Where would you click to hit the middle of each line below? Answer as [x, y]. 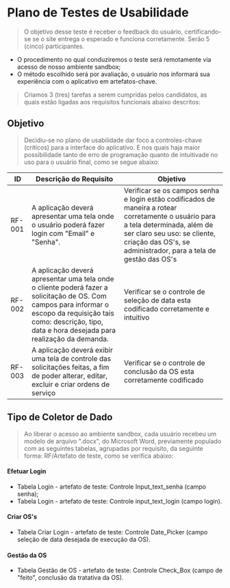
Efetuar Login [27, 471]
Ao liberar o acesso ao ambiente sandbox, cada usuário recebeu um [120, 434]
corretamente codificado [164, 380]
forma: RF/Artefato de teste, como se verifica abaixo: [99, 456]
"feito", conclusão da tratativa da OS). [70, 578]
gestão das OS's [151, 259]
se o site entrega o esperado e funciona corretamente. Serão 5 [121, 38]
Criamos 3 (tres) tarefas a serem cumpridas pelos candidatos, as [115, 95]
